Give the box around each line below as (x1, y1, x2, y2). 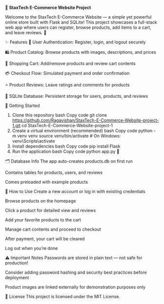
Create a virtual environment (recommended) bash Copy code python (12, 128, 153, 133)
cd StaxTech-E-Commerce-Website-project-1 (21, 123, 113, 128)
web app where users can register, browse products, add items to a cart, (5, 24, 151, 30)
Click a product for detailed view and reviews (5, 208, 96, 213)
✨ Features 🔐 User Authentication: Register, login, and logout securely (5, 39, 146, 45)
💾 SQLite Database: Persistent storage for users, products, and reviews (5, 93, 148, 99)
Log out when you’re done (5, 245, 58, 251)
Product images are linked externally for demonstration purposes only (5, 284, 145, 290)
